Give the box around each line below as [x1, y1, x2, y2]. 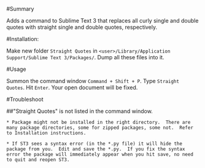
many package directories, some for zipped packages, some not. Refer [6, 125, 193, 131]
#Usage [6, 65, 26, 73]
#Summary [6, 5, 34, 12]
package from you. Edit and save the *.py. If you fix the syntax [6, 146, 185, 152]
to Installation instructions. [6, 130, 87, 136]
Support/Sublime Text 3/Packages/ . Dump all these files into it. [6, 54, 164, 60]
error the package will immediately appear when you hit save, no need [6, 152, 193, 158]
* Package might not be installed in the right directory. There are [6, 119, 191, 125]
